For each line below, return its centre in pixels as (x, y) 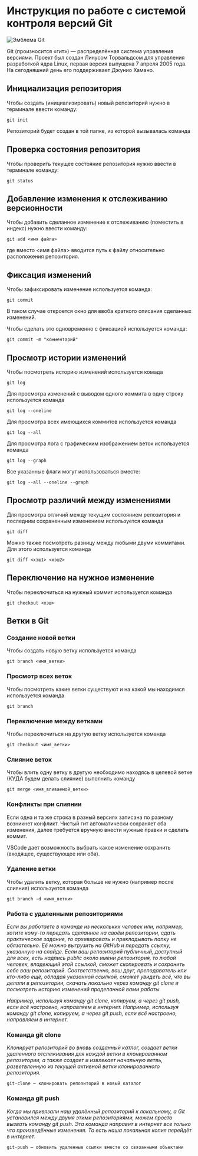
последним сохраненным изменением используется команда (85, 521)
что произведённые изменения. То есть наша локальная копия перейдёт (99, 1130)
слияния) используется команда (48, 888)
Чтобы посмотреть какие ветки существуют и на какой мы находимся (96, 689)
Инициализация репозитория (64, 89)
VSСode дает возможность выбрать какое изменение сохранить (89, 847)
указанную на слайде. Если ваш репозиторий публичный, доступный (95, 952)
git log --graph (27, 461)
